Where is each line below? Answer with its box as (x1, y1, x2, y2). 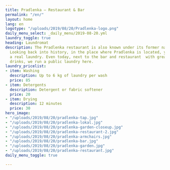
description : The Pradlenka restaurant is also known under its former (5, 45, 159, 50)
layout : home (5, 17, 33, 22)
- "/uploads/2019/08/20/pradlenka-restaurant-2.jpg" (5, 129, 119, 134)
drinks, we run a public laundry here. (10, 59, 94, 64)
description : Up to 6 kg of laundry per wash (10, 73, 108, 78)
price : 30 (10, 106, 30, 111)
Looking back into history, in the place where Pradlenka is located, (10, 49, 162, 54)
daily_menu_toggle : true (5, 153, 58, 158)
